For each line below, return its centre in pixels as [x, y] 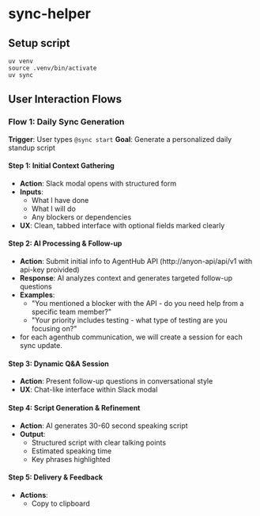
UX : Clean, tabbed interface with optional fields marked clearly [122, 225]
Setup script [39, 43]
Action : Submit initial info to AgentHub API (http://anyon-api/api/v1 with [136, 262]
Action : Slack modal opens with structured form [98, 183]
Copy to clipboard [61, 503]
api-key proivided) [50, 269]
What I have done [60, 200]
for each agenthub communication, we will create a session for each [131, 337]
